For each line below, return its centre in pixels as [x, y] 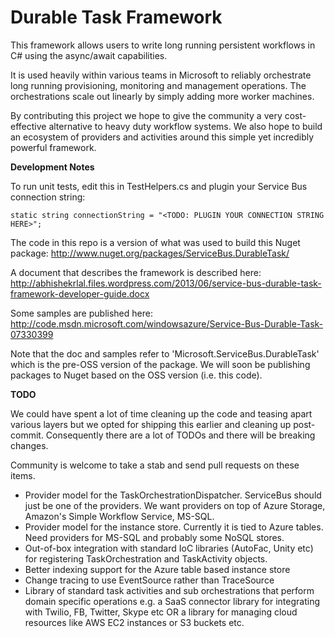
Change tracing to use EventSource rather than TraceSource [149, 580]
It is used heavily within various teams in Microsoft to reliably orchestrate [161, 75]
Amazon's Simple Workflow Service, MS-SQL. [119, 516]
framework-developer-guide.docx [80, 293]
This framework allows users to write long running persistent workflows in [163, 45]
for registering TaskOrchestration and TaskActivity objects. [146, 558]
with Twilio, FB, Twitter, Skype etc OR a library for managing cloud [161, 612]
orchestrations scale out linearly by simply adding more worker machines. [162, 96]
